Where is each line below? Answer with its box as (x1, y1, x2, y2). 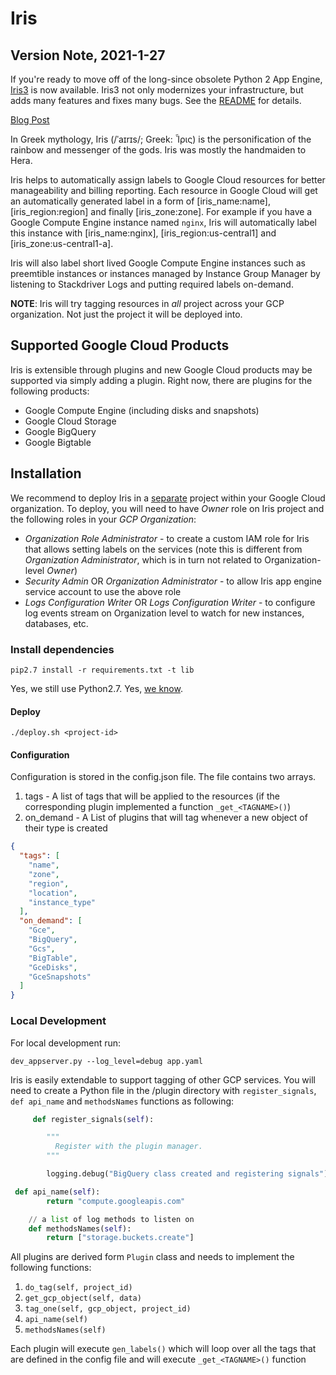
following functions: (10, 1262, 92, 1274)
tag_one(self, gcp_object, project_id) (24, 1304, 192, 1314)
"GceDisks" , (28, 962, 78, 972)
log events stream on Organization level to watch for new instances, (24, 607, 305, 619)
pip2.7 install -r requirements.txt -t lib (10, 665, 195, 675)
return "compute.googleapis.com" (46, 1196, 186, 1206)
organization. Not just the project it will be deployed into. (10, 308, 243, 320)
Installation (10, 465, 82, 482)
